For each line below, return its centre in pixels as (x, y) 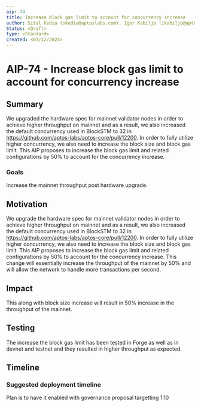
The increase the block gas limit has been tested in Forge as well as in (92, 342)
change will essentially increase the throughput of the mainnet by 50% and (99, 263)
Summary (25, 104)
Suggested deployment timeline (54, 385)
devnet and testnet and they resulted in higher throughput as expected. (94, 349)
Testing (21, 328)
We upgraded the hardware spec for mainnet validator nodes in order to (95, 118)
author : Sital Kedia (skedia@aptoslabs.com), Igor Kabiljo (81, 23)
